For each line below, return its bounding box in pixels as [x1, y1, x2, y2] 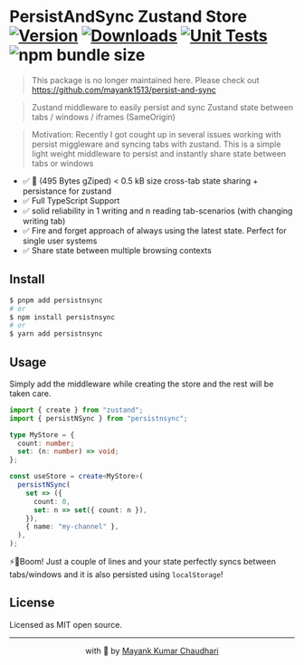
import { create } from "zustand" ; [9, 405, 144, 414]
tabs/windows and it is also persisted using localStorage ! [9, 569, 223, 580]
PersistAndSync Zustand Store [9, 6, 247, 27]
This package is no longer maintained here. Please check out [31, 74, 260, 85]
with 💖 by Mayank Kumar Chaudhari [85, 645, 219, 656]
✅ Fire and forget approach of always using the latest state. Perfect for [22, 224, 287, 236]
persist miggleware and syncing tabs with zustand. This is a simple [31, 138, 281, 149]
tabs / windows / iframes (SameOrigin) [31, 111, 176, 122]
